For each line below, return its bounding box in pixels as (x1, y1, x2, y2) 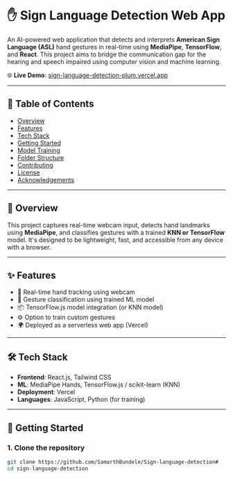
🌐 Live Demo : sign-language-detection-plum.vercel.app (7, 71, 169, 79)
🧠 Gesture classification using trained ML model (17, 295, 155, 304)
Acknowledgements (17, 175, 75, 184)
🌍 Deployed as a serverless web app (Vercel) (17, 321, 148, 330)
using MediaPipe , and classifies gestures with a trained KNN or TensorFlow (7, 228, 225, 236)
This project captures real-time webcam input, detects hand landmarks (7, 220, 210, 229)
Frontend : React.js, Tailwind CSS (17, 373, 112, 382)
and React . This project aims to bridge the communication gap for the (7, 50, 207, 58)
